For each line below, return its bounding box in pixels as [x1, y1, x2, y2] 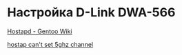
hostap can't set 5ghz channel [7, 40, 94, 48]
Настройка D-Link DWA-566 [7, 5, 176, 20]
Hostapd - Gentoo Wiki [7, 27, 72, 35]
